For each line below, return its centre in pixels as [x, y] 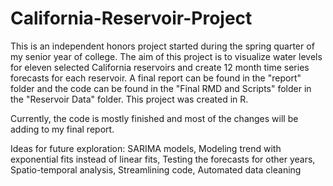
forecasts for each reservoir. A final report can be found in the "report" [156, 78]
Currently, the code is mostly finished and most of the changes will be [154, 118]
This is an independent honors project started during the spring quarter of [162, 46]
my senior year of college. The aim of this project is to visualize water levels [166, 56]
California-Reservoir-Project [131, 18]
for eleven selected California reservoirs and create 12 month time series [160, 67]
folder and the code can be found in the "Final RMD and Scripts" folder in [161, 88]
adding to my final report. [62, 129]
